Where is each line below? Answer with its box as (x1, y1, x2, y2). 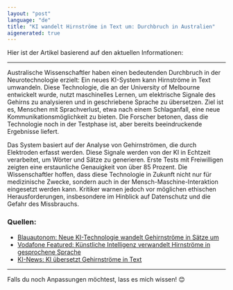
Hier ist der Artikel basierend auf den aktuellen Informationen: (7, 49, 184, 57)
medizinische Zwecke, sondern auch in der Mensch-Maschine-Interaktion (7, 178, 218, 186)
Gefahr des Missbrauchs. (7, 200, 80, 208)
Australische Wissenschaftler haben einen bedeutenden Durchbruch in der (7, 69, 221, 77)
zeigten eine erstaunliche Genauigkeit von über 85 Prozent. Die (7, 163, 188, 171)
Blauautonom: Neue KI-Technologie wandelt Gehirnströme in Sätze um (17, 233, 220, 241)
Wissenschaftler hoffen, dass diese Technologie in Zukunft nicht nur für (7, 171, 212, 179)
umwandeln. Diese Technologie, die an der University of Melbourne (7, 83, 200, 92)
